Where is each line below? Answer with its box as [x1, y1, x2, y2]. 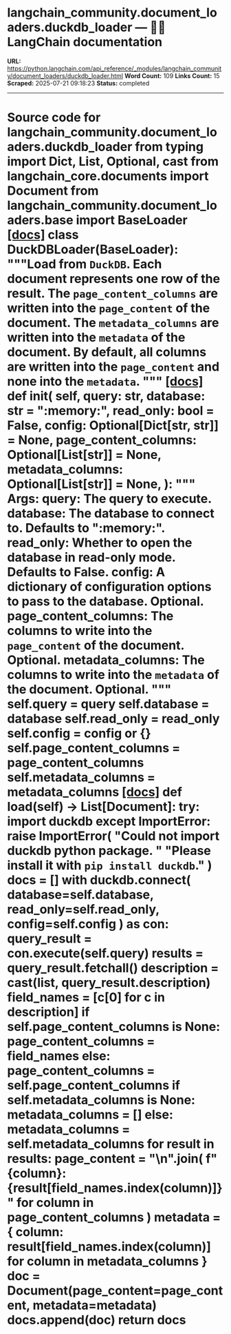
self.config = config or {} [7, 726, 151, 741]
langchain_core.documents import [7, 168, 209, 184]
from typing [135, 139, 204, 155]
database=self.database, [7, 887, 154, 903]
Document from [7, 183, 99, 199]
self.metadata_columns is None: [7, 1092, 196, 1108]
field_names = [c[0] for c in [7, 990, 165, 1006]
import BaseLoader [76, 213, 188, 228]
